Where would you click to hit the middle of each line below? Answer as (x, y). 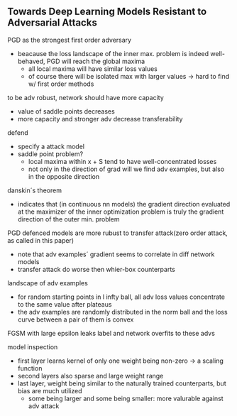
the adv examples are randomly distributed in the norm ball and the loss (123, 312)
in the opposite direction (64, 176)
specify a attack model (51, 146)
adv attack (44, 406)
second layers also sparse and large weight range (90, 376)
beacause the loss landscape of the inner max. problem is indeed (113, 53)
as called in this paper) (41, 240)
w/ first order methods (61, 84)
